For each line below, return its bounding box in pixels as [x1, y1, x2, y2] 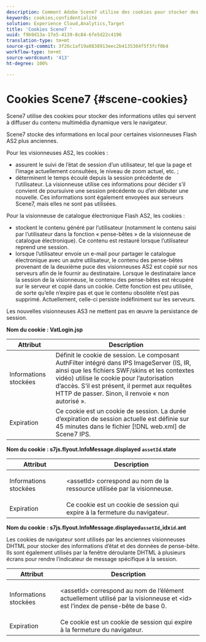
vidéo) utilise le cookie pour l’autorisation [55, 374, 174, 382]
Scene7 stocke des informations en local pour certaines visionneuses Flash [6, 131, 197, 138]
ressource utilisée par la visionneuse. [66, 484, 174, 493]
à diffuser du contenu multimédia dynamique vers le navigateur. [6, 119, 167, 126]
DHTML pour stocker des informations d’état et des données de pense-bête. [6, 543, 200, 550]
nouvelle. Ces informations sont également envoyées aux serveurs [15, 194, 184, 201]
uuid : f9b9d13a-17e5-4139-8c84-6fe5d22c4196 [6, 32, 122, 38]
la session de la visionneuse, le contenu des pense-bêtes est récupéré [15, 276, 194, 284]
